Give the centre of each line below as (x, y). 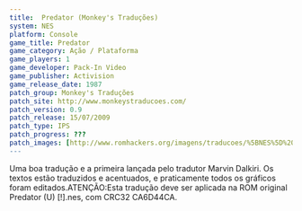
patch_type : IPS (40, 127)
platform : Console (44, 34)
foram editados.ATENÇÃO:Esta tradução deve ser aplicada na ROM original (148, 187)
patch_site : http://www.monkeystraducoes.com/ (98, 101)
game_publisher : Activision (62, 76)
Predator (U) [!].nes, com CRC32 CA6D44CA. (93, 197)
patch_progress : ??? (48, 135)
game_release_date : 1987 (56, 84)
